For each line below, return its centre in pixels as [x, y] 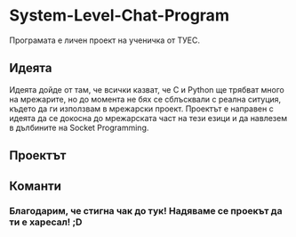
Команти [36, 186]
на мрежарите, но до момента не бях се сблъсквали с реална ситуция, [145, 99]
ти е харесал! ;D [46, 222]
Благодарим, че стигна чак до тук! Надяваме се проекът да [146, 211]
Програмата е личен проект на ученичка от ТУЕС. [104, 40]
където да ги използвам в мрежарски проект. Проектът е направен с [141, 109]
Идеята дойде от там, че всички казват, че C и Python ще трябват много [147, 89]
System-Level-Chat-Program [119, 16]
